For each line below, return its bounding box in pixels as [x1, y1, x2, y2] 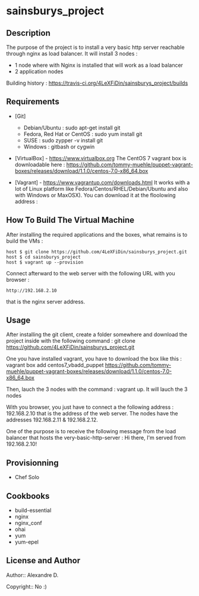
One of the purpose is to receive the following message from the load [6, 428, 176, 435]
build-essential [14, 507, 52, 514]
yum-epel [14, 538, 39, 546]
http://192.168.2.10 [6, 287, 58, 293]
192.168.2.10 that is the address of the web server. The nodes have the [6, 410, 178, 417]
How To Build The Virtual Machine [6, 215, 135, 225]
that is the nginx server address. [6, 298, 86, 305]
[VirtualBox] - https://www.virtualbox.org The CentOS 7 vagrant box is [14, 154, 187, 162]
